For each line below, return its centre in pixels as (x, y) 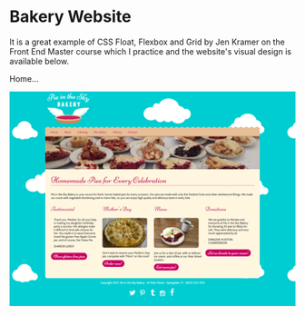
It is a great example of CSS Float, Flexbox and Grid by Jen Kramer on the (148, 42)
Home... (24, 78)
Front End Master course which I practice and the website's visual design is (151, 51)
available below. (39, 61)
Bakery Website (70, 17)
